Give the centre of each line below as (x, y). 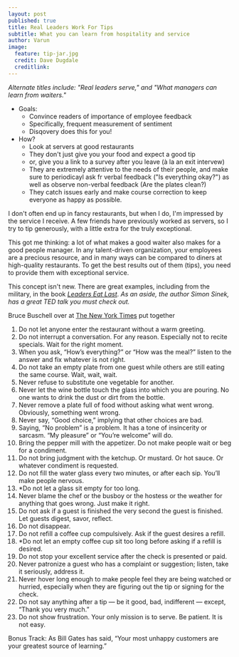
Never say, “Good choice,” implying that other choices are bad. (111, 420)
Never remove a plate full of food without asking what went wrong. (116, 405)
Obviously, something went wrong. (69, 412)
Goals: (28, 108)
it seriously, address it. (51, 571)
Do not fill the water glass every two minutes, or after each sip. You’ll (119, 473)
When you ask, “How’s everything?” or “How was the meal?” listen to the (125, 352)
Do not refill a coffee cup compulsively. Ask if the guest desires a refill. (122, 533)
